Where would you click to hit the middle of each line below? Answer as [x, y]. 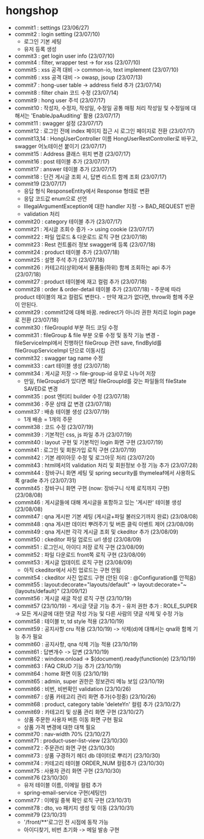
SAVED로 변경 [41, 389]
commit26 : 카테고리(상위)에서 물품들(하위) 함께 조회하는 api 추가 [93, 267]
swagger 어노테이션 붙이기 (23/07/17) [60, 146]
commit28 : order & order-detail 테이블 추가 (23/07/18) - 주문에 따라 [98, 289]
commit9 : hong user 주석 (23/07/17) [60, 100]
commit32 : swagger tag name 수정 [59, 358]
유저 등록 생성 [40, 49]
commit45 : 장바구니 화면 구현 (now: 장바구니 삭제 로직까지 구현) [92, 488]
